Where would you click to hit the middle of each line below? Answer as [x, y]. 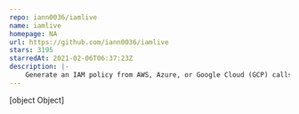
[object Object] [37, 100]
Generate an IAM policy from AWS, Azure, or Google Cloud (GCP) [147, 75]
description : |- [39, 67]
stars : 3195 [31, 50]
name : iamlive [36, 26]
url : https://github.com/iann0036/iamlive [89, 42]
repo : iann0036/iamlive [53, 17]
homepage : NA [33, 34]
